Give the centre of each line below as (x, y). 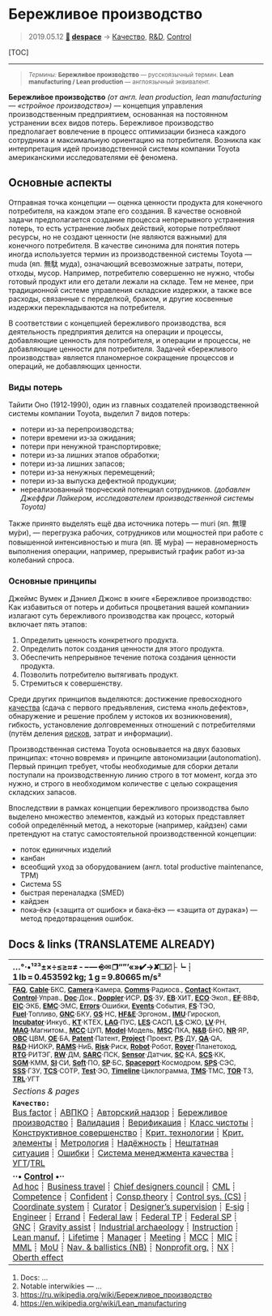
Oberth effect (38, 1258)
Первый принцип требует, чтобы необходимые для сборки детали (123, 767)
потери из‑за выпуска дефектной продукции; (98, 481)
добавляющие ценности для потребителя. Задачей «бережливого (123, 349)
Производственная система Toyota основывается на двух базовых (125, 749)
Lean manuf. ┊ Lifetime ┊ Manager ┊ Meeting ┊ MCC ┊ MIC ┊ (126, 1237)
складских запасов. (42, 793)
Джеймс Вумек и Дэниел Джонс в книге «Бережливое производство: (130, 599)
